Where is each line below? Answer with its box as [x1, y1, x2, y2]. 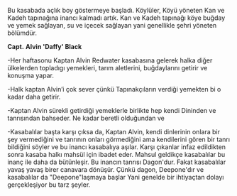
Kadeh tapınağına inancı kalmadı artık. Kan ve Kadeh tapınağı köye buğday [7, 13, 226, 22]
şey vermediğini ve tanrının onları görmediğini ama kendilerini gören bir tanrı [7, 135, 231, 143]
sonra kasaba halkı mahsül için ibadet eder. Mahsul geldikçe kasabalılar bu [7, 151, 226, 158]
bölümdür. [7, 28, 38, 37]
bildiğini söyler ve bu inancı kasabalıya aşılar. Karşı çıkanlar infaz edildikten [7, 143, 226, 151]
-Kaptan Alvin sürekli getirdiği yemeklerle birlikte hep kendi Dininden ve [7, 107, 216, 114]
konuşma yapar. [7, 71, 55, 80]
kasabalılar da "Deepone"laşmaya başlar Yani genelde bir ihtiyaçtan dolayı [7, 173, 224, 181]
